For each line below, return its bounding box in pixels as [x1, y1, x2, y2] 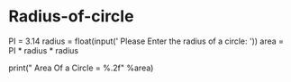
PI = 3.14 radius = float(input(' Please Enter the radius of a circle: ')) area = [8, 36, 285, 46]
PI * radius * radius [8, 45, 79, 55]
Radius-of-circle [8, 6, 134, 27]
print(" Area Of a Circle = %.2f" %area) [8, 62, 154, 73]
